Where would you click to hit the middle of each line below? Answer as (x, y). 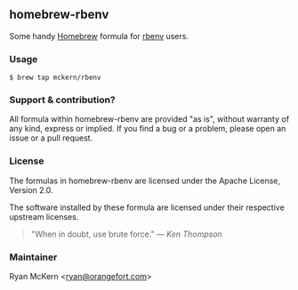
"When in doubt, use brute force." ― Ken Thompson (126, 234)
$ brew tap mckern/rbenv (55, 78)
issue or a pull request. (51, 138)
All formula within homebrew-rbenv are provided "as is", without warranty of (149, 119)
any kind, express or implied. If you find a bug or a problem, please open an (148, 129)
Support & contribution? (62, 100)
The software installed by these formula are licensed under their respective (147, 207)
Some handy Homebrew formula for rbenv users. (99, 36)
